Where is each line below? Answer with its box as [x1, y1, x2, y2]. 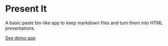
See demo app [5, 35, 36, 41]
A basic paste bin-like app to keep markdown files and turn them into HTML [5, 20, 163, 26]
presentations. [5, 25, 35, 31]
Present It [5, 3, 47, 15]
